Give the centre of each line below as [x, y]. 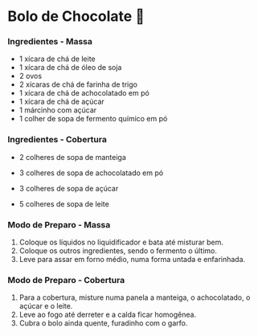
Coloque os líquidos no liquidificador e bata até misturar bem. [121, 242]
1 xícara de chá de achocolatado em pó [84, 93]
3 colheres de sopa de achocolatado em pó [91, 173]
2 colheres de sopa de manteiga [72, 157]
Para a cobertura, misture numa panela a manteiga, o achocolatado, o [135, 297]
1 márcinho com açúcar [58, 110]
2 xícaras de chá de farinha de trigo [78, 84]
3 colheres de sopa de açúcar [69, 188]
